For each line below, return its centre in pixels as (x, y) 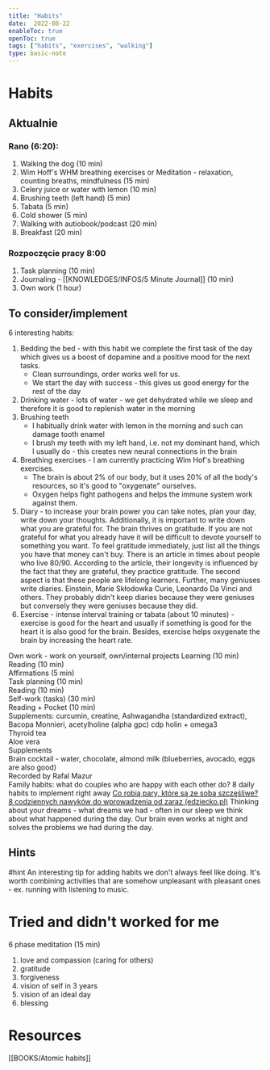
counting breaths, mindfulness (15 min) (85, 180)
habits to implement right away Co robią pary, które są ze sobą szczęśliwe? (133, 793)
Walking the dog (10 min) (61, 163)
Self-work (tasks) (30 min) (52, 699)
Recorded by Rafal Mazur (50, 775)
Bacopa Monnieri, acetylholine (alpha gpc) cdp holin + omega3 (113, 724)
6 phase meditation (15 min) (54, 944)
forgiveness (39, 977)
